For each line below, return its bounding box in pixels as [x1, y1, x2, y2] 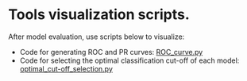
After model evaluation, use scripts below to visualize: [8, 32, 185, 41]
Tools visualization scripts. [8, 6, 191, 24]
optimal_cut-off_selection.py [19, 64, 113, 73]
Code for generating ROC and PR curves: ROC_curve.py [19, 47, 203, 56]
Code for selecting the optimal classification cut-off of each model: [19, 56, 240, 65]
